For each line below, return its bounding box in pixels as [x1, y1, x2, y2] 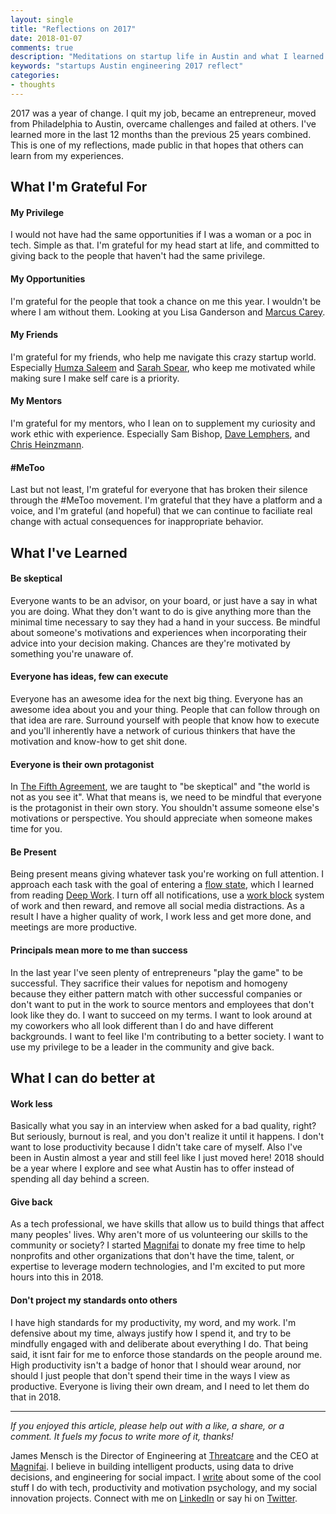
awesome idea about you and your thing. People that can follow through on [10, 703, 320, 715]
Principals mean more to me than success [10, 944, 188, 956]
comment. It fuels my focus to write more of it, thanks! [10, 1430, 234, 1442]
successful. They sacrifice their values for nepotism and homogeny [10, 977, 288, 989]
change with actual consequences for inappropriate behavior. [10, 516, 264, 528]
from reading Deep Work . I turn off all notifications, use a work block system [10, 889, 325, 901]
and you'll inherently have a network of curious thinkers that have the [10, 724, 296, 736]
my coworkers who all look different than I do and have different [10, 1019, 274, 1031]
